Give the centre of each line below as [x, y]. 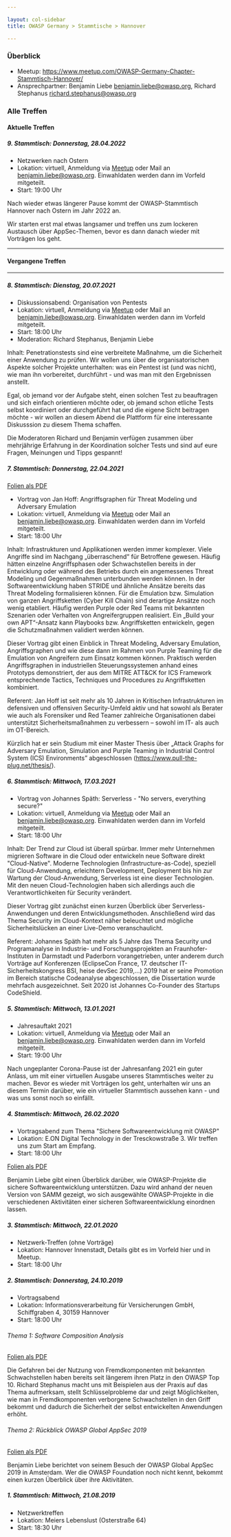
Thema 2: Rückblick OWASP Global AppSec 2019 [77, 1430]
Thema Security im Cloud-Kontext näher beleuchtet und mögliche [100, 921]
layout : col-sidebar [37, 19]
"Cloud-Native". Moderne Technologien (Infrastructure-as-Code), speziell [112, 863]
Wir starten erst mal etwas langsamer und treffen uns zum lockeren [102, 224]
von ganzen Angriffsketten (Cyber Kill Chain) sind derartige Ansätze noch [111, 600]
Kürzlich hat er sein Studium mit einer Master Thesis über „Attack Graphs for [115, 743]
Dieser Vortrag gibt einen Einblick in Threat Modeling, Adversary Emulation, [114, 643]
